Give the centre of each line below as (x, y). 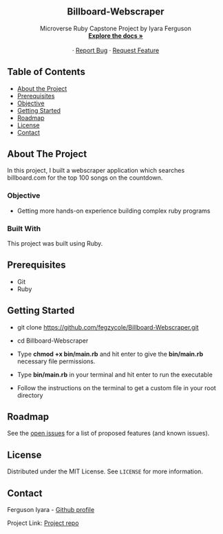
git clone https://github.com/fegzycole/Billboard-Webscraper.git (108, 327)
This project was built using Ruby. (55, 244)
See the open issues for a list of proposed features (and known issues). (108, 434)
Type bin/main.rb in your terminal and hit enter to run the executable (115, 374)
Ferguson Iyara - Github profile (51, 510)
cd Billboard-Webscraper (53, 341)
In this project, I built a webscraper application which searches (96, 171)
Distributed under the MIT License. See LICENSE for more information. (105, 471)
